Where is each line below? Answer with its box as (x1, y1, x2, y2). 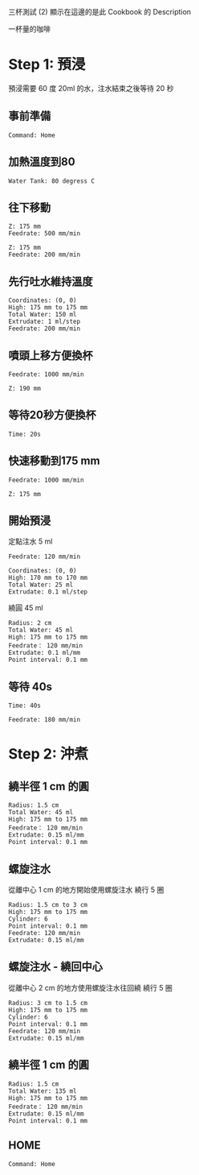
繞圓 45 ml (8, 603, 43, 613)
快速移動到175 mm (8, 454, 100, 468)
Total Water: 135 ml (8, 1086, 78, 1095)
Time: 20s (8, 430, 42, 438)
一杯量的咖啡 (8, 24, 51, 34)
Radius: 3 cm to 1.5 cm (8, 999, 88, 1007)
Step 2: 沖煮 (8, 745, 88, 763)
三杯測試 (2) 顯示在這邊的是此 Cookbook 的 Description (8, 7, 191, 16)
